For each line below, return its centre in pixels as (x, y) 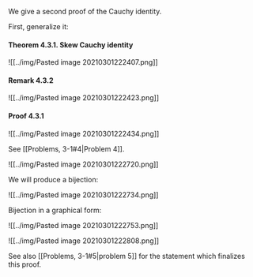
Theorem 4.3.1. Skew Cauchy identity (71, 45)
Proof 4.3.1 (26, 116)
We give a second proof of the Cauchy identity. (85, 11)
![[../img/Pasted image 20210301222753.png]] (83, 225)
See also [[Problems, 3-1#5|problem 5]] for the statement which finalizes (126, 256)
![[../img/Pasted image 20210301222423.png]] (84, 98)
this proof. (25, 264)
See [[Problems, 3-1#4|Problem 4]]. (66, 148)
